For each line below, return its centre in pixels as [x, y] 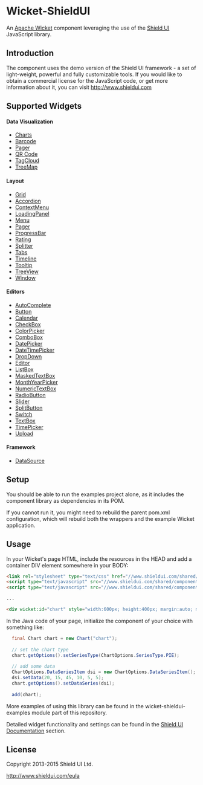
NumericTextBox [35, 389]
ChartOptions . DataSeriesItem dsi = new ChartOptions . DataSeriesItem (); [104, 672]
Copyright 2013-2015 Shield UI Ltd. [50, 764]
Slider [22, 401]
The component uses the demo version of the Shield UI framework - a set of [101, 68]
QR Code [26, 154]
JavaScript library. [29, 34]
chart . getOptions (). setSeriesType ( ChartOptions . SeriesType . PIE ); [96, 655]
